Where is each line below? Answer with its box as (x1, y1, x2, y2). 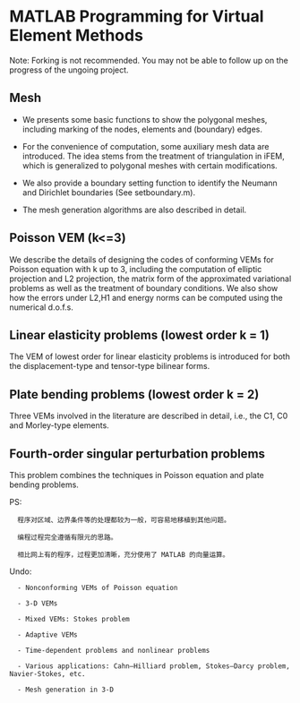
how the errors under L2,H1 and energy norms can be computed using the (9, 292, 284, 303)
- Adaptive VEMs (17, 630, 78, 639)
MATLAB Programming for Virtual (9, 6, 264, 27)
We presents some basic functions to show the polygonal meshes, (21, 114, 268, 124)
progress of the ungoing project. (9, 64, 129, 75)
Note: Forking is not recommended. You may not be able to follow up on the (9, 55, 288, 65)
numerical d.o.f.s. (9, 302, 73, 313)
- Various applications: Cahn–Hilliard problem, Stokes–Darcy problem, (17, 662, 291, 671)
